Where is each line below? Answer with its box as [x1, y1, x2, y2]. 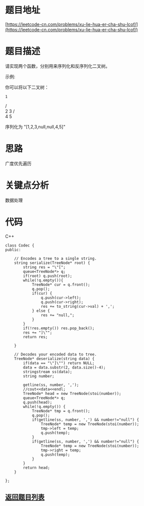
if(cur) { [31, 291, 52, 296]
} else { [31, 308, 50, 313]
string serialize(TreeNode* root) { [14, 260, 91, 265]
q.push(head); [23, 399, 52, 405]
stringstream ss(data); [23, 369, 72, 374]
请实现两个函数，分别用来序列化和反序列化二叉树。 [5, 63, 110, 69]
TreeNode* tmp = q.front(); [31, 408, 91, 413]
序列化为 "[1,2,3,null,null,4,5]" [5, 124, 66, 129]
